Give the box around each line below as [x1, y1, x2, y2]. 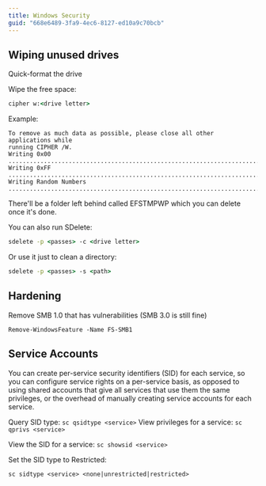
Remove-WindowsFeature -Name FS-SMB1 [8, 325, 133, 333]
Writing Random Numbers [8, 178, 87, 186]
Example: [8, 114, 39, 123]
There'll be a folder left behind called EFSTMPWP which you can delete [8, 199, 241, 208]
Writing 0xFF [8, 164, 51, 173]
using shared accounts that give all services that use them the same [8, 385, 230, 394]
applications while [8, 136, 73, 145]
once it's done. [8, 207, 57, 217]
